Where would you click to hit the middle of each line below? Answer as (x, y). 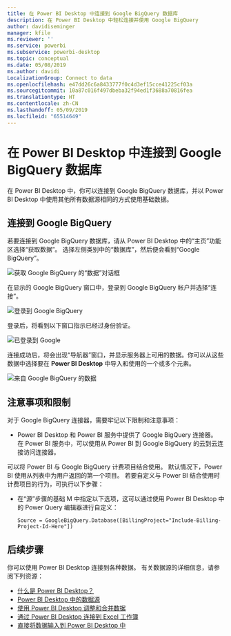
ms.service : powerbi (37, 46)
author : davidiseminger (41, 26)
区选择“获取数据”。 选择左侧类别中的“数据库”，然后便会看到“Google (103, 250)
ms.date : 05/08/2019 (37, 65)
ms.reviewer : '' (30, 39)
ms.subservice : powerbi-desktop (53, 53)
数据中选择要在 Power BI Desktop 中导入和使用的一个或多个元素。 (101, 364)
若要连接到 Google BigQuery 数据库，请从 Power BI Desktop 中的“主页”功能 (114, 241)
